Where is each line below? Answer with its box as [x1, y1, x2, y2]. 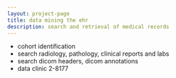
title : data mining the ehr [7, 17, 89, 24]
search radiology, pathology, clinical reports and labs [17, 49, 170, 58]
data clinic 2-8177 [17, 64, 69, 73]
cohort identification [17, 42, 76, 51]
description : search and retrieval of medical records [7, 23, 170, 30]
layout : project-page [7, 10, 70, 17]
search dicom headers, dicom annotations [17, 57, 138, 65]
